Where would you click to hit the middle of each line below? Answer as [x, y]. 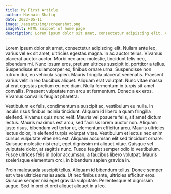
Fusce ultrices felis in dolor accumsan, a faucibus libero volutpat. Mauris [81, 154]
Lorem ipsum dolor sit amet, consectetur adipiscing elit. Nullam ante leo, [81, 48]
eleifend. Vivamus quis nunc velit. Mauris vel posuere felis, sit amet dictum [83, 117]
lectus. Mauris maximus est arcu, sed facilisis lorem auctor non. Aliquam [81, 122]
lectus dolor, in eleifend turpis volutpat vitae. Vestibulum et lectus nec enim [84, 133]
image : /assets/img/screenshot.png [43, 24]
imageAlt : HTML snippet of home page [45, 29]
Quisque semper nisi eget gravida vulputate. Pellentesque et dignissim [79, 181]
